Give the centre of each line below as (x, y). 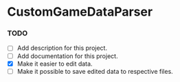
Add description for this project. (62, 48)
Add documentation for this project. (67, 56)
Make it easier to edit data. (55, 64)
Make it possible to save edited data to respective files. (95, 71)
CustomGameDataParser (80, 12)
